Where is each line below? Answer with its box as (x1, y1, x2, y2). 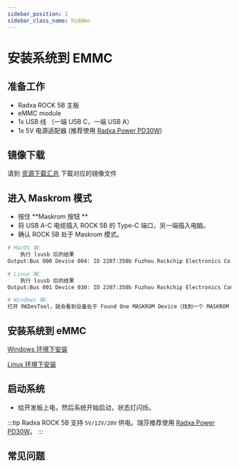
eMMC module (17, 108, 62, 118)
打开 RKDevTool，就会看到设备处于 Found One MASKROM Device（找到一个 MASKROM (7, 303, 230, 311)
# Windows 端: (7, 296, 48, 303)
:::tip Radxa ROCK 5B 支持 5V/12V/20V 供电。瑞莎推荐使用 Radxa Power (7, 418, 215, 427)
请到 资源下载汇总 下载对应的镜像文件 (7, 169, 117, 178)
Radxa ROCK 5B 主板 (17, 100, 80, 109)
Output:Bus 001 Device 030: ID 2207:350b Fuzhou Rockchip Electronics (7, 284, 221, 291)
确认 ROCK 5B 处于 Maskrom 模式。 (17, 230, 123, 239)
